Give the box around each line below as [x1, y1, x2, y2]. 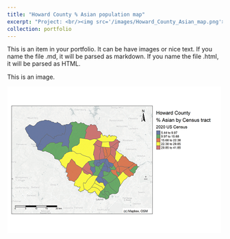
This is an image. [7, 73, 55, 81]
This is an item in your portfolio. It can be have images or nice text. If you [7, 45, 212, 53]
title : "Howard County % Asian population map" [7, 11, 146, 18]
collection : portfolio [7, 25, 72, 32]
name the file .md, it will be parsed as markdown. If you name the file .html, [7, 52, 219, 61]
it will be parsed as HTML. [7, 60, 81, 68]
